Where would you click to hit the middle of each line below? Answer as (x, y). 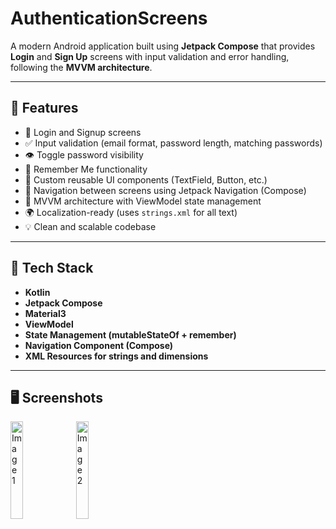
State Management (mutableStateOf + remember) (130, 334)
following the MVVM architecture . (81, 67)
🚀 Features (44, 108)
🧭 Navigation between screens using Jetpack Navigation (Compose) (165, 190)
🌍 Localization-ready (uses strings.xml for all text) (131, 212)
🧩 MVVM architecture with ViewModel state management (143, 201)
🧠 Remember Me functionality (86, 169)
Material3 (45, 313)
